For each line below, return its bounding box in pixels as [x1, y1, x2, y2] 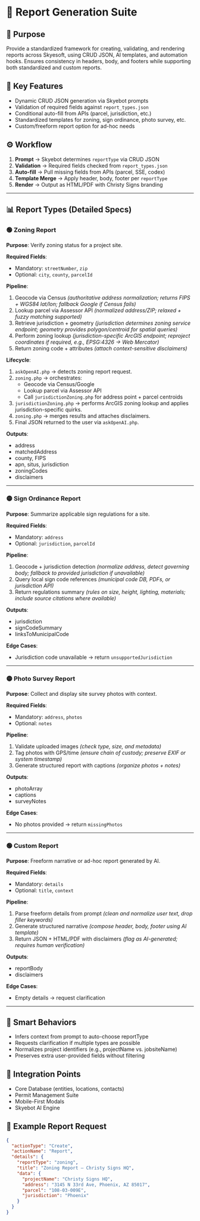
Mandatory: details [14, 880, 64, 888]
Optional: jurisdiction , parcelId [14, 539, 95, 547]
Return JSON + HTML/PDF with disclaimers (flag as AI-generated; [14, 935, 178, 942]
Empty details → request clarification [14, 994, 105, 1001]
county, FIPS [14, 455, 46, 462]
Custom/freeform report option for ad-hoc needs [14, 122, 135, 129]
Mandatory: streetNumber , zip [14, 265, 88, 272]
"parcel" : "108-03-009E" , [21, 1187, 86, 1193]
